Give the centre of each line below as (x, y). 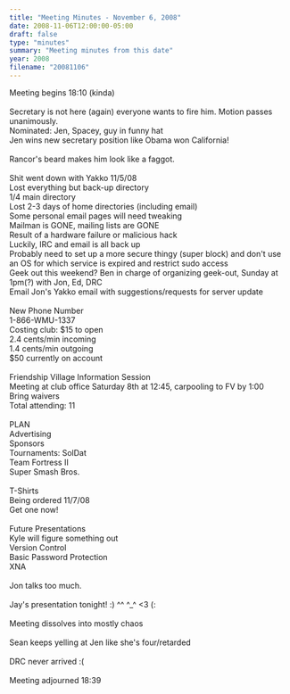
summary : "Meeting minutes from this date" (91, 51)
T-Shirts (24, 491)
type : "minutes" (39, 42)
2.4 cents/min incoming (53, 339)
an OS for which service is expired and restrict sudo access (119, 263)
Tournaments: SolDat (48, 452)
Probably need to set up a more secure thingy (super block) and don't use (145, 253)
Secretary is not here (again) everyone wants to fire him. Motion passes (141, 112)
